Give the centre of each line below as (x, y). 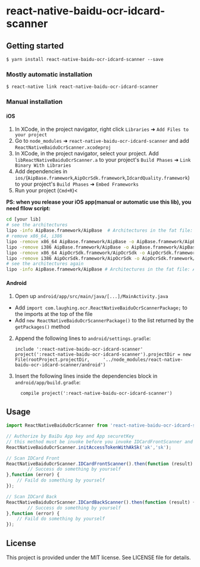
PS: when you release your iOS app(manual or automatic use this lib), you (99, 202)
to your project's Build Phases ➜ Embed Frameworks (76, 184)
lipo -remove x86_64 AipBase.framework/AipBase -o (70, 241)
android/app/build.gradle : (48, 382)
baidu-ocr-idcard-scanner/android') (60, 365)
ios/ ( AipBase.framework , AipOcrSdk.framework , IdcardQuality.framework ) (102, 178)
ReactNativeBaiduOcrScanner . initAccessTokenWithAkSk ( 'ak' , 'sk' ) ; (89, 447)
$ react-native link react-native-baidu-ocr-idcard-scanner (82, 87)
